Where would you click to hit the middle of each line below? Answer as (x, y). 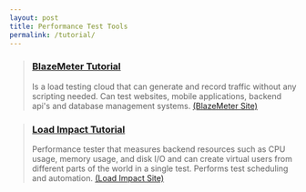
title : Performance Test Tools (69, 26)
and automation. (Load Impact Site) (98, 177)
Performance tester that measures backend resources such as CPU (158, 149)
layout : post (34, 18)
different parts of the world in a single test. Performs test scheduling (160, 168)
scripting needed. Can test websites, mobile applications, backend (157, 96)
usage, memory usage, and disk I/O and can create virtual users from (162, 158)
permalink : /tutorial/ (52, 35)
